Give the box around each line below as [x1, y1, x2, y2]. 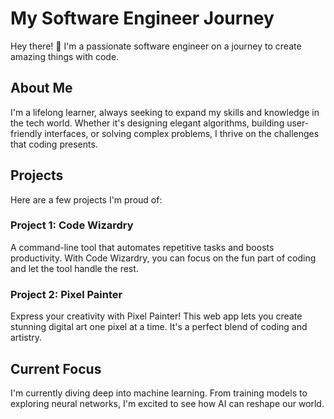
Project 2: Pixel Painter [10, 287, 123, 301]
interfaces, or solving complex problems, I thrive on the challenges [44, 127, 320, 139]
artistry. [10, 332, 43, 344]
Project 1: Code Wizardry [10, 218, 134, 232]
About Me [10, 80, 73, 97]
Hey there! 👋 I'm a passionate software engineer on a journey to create [10, 40, 302, 52]
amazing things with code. [10, 50, 120, 62]
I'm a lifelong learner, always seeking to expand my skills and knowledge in [10, 106, 320, 118]
